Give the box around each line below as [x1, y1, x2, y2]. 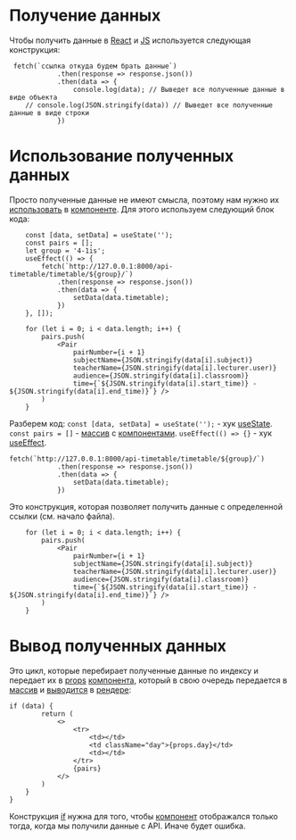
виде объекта [9, 93, 58, 102]
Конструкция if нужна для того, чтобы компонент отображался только [9, 811, 279, 821]
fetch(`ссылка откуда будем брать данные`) [12, 62, 177, 71]
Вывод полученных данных [9, 636, 227, 656]
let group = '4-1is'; [25, 246, 105, 255]
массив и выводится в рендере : [9, 684, 132, 694]
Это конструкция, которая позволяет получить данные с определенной [9, 501, 284, 511]
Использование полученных [9, 146, 234, 166]
